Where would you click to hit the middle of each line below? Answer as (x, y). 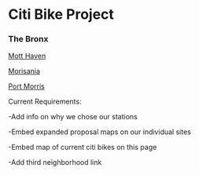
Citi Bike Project (61, 15)
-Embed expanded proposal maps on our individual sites (99, 132)
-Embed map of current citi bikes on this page (83, 148)
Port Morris (26, 86)
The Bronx (28, 39)
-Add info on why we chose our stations (73, 117)
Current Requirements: (45, 102)
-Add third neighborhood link (55, 162)
